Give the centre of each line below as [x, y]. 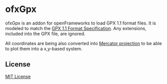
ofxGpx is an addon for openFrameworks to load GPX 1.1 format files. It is [81, 23]
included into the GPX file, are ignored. [45, 33]
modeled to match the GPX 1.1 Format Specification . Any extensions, [76, 28]
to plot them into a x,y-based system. [44, 48]
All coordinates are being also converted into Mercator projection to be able [83, 43]
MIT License [18, 76]
